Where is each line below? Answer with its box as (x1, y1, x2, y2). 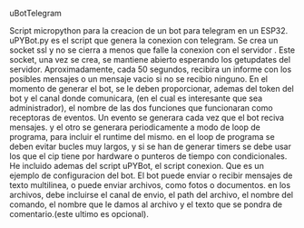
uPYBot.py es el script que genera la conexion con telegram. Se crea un (9, 35, 279, 45)
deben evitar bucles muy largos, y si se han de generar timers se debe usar (9, 141, 292, 152)
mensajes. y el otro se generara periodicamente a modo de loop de (9, 122, 260, 133)
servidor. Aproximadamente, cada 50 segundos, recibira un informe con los (9, 64, 292, 74)
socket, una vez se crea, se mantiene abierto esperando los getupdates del (9, 55, 291, 64)
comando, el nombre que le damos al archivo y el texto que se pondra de (9, 199, 283, 210)
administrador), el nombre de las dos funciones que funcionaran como (9, 103, 274, 113)
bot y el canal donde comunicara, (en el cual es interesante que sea (9, 93, 263, 104)
